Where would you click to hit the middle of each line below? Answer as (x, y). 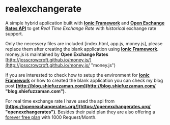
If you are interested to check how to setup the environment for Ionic (78, 75)
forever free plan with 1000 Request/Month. (51, 117)
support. (14, 34)
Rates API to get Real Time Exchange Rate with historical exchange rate (81, 28)
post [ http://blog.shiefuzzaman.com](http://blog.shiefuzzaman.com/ (81, 86)
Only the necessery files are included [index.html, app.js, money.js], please (84, 43)
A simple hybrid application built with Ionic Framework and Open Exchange (85, 23)
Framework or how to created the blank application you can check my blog (84, 80)
